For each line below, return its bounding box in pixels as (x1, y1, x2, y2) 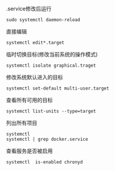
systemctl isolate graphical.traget (6, 63, 96, 68)
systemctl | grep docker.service (6, 136, 88, 142)
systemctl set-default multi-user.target (6, 85, 110, 91)
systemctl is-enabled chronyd (6, 159, 83, 165)
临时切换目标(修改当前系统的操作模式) (6, 51, 98, 58)
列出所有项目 (6, 120, 37, 126)
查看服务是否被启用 (6, 147, 53, 154)
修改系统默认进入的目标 (6, 74, 63, 81)
